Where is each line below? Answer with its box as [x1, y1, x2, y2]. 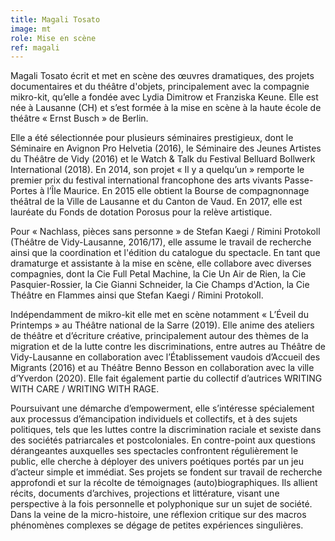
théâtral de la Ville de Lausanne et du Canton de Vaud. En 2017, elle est [10, 196, 303, 208]
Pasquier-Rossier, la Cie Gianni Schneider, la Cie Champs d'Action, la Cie [10, 279, 310, 291]
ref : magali [10, 42, 60, 53]
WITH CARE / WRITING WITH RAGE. [10, 383, 160, 395]
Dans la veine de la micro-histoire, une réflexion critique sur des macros [10, 509, 307, 521]
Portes [10, 185, 38, 197]
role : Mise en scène [10, 33, 97, 43]
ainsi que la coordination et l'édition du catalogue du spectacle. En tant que [10, 247, 321, 259]
